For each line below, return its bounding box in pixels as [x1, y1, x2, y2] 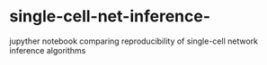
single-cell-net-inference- [9, 6, 211, 27]
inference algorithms [9, 45, 86, 55]
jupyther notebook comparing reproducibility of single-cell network [9, 36, 259, 46]
